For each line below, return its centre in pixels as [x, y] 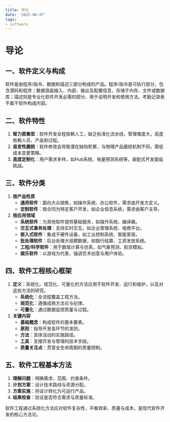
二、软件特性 [25, 120]
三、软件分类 [25, 183]
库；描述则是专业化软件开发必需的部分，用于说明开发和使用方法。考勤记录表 [85, 97]
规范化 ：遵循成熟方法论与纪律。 [53, 303]
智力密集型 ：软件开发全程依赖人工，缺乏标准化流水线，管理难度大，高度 [88, 134]
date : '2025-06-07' [26, 15]
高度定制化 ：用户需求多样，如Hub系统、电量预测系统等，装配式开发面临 [88, 159]
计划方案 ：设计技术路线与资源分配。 [50, 384]
